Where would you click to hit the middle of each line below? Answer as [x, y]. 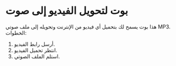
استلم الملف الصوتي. [37, 56]
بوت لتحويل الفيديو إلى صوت [67, 11]
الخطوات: [16, 32]
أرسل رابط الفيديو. [34, 44]
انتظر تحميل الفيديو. [35, 50]
